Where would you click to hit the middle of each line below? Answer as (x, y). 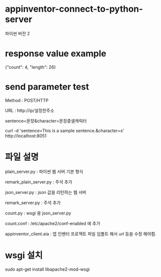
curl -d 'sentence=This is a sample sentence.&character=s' (65, 130)
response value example (56, 53)
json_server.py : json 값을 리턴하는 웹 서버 (46, 192)
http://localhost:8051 (26, 136)
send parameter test (47, 87)
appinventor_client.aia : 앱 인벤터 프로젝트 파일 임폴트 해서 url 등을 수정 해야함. (81, 234)
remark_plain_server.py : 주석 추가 (39, 182)
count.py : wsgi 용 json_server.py (38, 213)
